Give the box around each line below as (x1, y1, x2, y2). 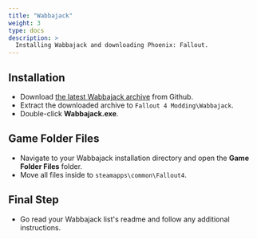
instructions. (19, 222, 61, 232)
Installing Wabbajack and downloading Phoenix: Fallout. (15, 41, 209, 49)
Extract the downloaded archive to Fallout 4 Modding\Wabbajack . (19, 100, 234, 110)
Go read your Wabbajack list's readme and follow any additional (19, 214, 230, 224)
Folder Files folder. (19, 161, 82, 171)
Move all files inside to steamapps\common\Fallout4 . (19, 170, 188, 179)
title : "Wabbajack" (8, 11, 73, 20)
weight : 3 (8, 19, 42, 27)
